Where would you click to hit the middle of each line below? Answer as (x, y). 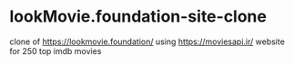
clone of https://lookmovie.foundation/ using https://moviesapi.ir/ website (147, 41)
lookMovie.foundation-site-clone (138, 17)
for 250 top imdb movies (56, 50)
